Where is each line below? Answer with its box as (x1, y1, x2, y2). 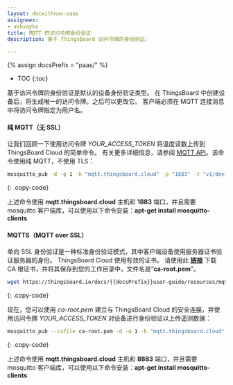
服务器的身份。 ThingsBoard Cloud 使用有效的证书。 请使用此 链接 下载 (12, 256, 217, 265)
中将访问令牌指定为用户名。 (7, 106, 87, 114)
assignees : (7, 17, 39, 24)
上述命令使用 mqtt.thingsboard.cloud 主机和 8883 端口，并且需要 (7, 355, 198, 364)
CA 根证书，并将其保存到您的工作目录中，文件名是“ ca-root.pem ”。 (7, 265, 200, 274)
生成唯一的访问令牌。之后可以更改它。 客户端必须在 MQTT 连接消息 (31, 98, 225, 106)
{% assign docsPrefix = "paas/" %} (7, 61, 108, 69)
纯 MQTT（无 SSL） (7, 123, 64, 132)
